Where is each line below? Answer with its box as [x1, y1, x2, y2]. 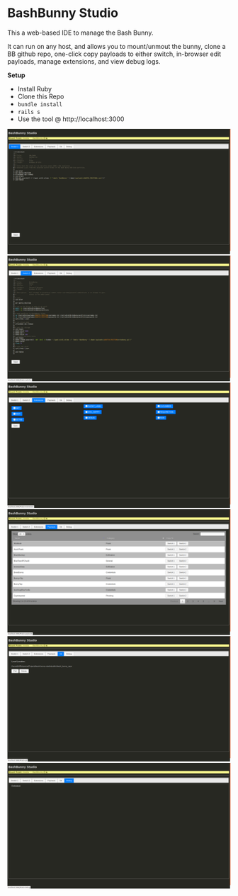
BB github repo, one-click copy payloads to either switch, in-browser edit [7, 50, 222, 58]
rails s [17, 108, 40, 115]
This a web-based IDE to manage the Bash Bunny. [7, 28, 154, 37]
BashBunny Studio [7, 5, 119, 21]
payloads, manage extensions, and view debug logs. [7, 57, 161, 65]
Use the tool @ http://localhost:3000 [17, 115, 125, 123]
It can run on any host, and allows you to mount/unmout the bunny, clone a [7, 42, 226, 50]
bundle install [17, 101, 63, 108]
